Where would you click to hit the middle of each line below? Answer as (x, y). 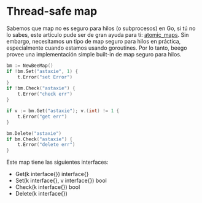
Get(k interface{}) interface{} (52, 174)
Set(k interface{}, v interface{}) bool (61, 181)
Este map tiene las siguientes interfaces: (57, 162)
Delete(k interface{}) (41, 194)
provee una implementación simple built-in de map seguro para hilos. (94, 54)
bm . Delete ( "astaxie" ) (34, 133)
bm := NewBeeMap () (30, 66)
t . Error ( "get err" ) (42, 117)
